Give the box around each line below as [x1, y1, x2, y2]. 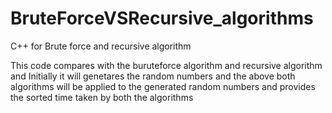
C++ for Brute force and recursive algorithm [10, 40, 192, 52]
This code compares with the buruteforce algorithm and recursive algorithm [10, 59, 323, 71]
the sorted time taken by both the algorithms [10, 91, 194, 103]
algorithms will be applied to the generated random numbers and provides [10, 80, 316, 92]
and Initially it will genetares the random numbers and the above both [10, 70, 296, 82]
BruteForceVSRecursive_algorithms [10, 7, 314, 30]
